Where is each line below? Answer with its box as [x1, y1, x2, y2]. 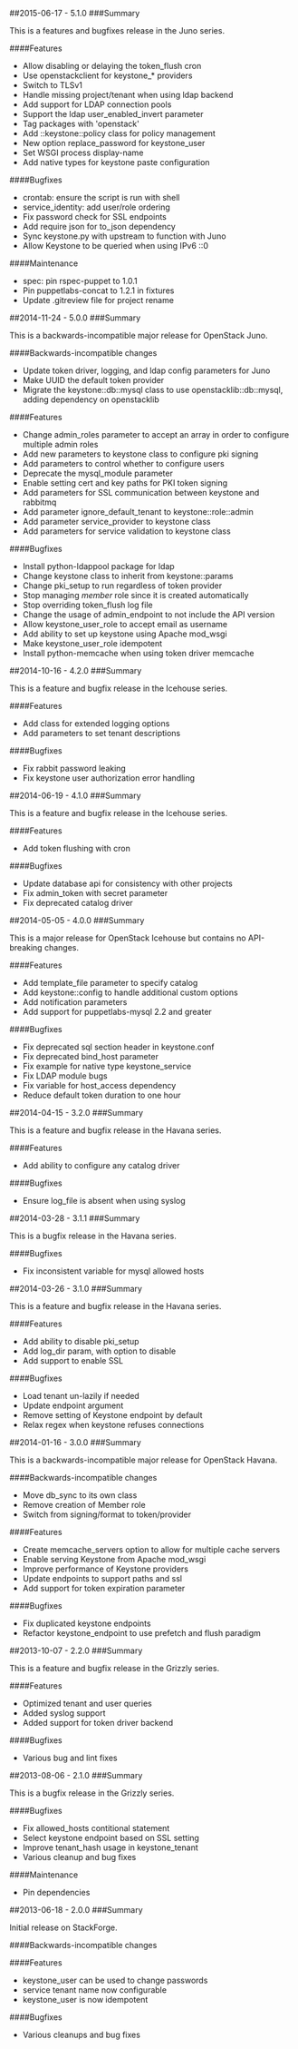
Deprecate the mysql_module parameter [22, 468, 174, 478]
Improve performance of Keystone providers [22, 1563, 188, 1574]
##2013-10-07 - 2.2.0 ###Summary [9, 1645, 143, 1656]
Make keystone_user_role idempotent [22, 638, 163, 648]
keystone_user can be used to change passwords [22, 1975, 208, 1985]
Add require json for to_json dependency [22, 222, 177, 231]
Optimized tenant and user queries [22, 1698, 152, 1709]
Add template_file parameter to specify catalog [22, 978, 198, 988]
